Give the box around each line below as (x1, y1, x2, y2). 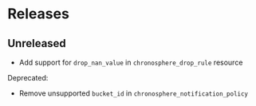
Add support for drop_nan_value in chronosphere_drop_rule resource (18, 57, 243, 67)
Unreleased (7, 37, 67, 50)
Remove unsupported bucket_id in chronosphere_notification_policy (18, 88, 249, 98)
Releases (7, 5, 69, 23)
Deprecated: (7, 73, 49, 82)
